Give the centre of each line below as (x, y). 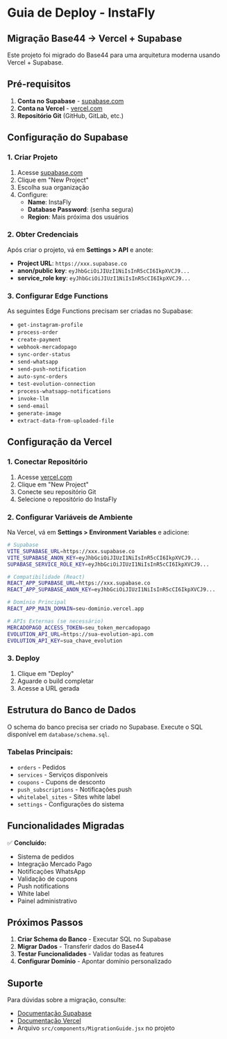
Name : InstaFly (49, 202)
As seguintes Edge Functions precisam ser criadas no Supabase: (100, 311)
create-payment (39, 340)
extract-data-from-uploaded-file (66, 421)
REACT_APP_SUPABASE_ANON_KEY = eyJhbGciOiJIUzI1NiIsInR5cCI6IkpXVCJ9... (111, 590)
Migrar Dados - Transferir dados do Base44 (81, 947)
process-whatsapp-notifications (64, 391)
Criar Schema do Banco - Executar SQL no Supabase (94, 939)
